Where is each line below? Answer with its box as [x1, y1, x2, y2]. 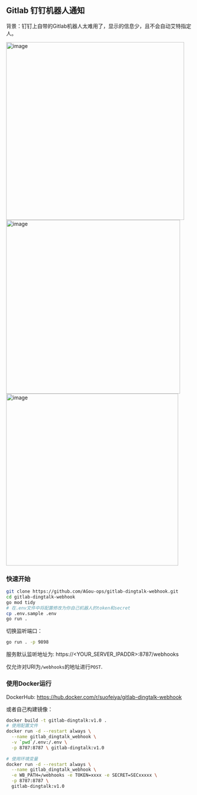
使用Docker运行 [6, 680, 52, 688]
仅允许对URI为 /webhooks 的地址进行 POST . [6, 663, 103, 670]
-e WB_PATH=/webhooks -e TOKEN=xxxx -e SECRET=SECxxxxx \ [11, 773, 158, 778]
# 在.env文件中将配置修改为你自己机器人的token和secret [6, 605, 131, 611]
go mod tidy [6, 599, 35, 605]
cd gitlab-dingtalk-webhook [6, 594, 76, 600]
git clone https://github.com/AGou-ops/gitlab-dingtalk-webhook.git [6, 589, 179, 594]
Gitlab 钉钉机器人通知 [6, 5, 85, 16]
